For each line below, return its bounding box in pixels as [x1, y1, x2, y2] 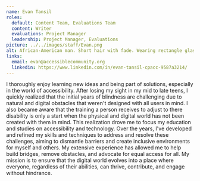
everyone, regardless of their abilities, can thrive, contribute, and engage [6, 163, 185, 170]
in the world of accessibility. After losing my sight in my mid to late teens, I [6, 87, 188, 94]
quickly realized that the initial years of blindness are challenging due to [6, 93, 182, 100]
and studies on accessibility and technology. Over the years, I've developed [6, 125, 192, 132]
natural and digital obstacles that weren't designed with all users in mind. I [6, 100, 188, 107]
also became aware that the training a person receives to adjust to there [6, 106, 183, 113]
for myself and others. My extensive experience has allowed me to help [6, 144, 182, 151]
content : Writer [11, 25, 52, 32]
